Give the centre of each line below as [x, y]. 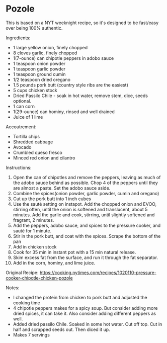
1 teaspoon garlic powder [39, 69]
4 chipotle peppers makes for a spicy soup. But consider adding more [85, 308]
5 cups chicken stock [35, 90]
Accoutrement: [21, 127]
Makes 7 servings [31, 334]
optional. [22, 101]
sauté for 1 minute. [32, 231]
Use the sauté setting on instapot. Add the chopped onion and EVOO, [85, 204]
